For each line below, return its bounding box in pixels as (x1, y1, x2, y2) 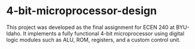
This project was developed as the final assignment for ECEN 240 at (6, 24, 175, 31)
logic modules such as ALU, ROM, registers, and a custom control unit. (6, 36, 181, 43)
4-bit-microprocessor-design (6, 4, 157, 18)
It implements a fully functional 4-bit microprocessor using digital (23, 30, 185, 37)
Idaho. (6, 30, 22, 37)
